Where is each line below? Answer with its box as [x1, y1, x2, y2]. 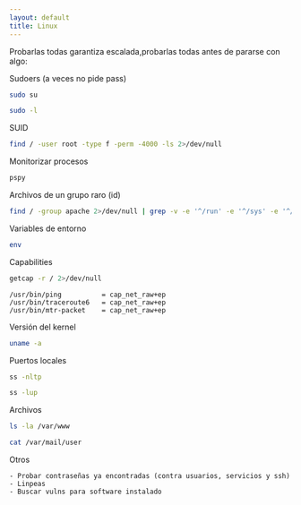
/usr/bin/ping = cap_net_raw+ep [9, 290, 167, 299]
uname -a [9, 338, 42, 347]
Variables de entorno [9, 223, 87, 234]
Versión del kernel [9, 321, 76, 332]
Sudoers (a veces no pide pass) [9, 73, 127, 83]
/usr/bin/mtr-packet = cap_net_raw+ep [9, 305, 167, 314]
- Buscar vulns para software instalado [9, 487, 163, 496]
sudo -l [9, 107, 39, 116]
